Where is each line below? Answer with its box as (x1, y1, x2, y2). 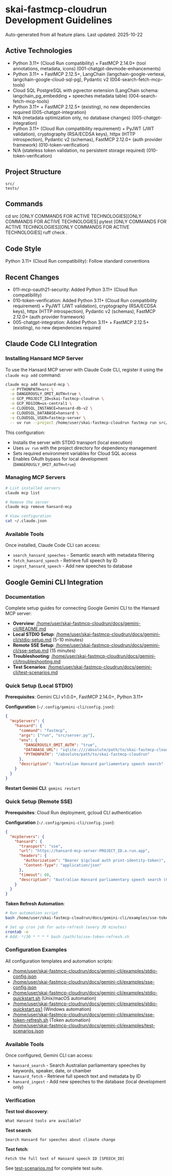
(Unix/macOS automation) (41, 995, 96, 1001)
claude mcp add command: (5, 372, 61, 378)
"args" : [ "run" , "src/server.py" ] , (18, 733, 95, 738)
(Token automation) (49, 1017, 91, 1023)
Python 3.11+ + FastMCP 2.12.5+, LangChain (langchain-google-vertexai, (12, 71, 166, 77)
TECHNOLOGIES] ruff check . (5, 229, 68, 236)
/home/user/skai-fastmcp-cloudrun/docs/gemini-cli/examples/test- (12, 1022, 155, 1028)
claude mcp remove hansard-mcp (5, 504, 72, 509)
